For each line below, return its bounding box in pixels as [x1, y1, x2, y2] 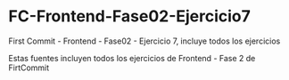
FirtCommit [8, 62, 50, 73]
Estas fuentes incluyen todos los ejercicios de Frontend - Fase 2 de [8, 52, 256, 63]
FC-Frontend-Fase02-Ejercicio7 [8, 6, 252, 27]
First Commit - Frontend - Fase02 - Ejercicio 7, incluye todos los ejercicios [8, 36, 281, 46]
